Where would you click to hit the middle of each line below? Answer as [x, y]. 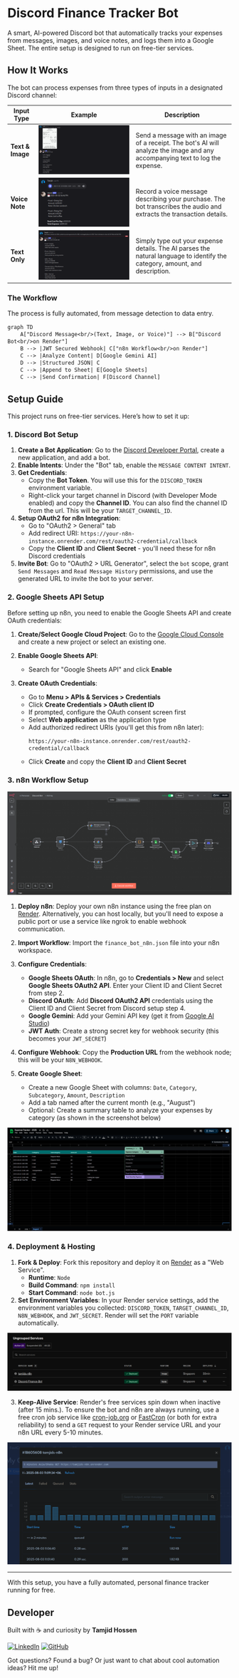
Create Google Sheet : [50, 1073]
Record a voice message [171, 192]
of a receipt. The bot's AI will [177, 142]
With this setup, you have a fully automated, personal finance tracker [108, 1583]
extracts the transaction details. [182, 214]
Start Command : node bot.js [71, 1292]
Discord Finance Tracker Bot [93, 13]
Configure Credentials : [52, 964]
